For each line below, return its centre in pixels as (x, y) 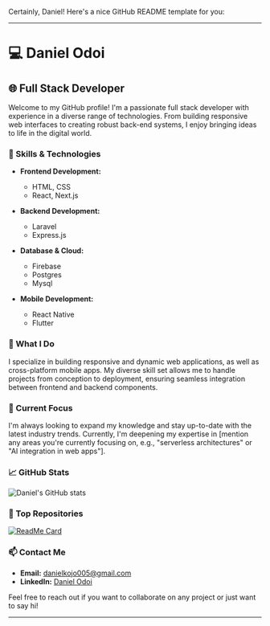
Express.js (49, 235)
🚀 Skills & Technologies (55, 153)
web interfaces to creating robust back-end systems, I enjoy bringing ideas (133, 125)
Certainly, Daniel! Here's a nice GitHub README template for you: (117, 12)
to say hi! (23, 605)
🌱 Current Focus (41, 407)
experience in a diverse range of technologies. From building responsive (128, 116)
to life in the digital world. (50, 133)
